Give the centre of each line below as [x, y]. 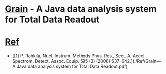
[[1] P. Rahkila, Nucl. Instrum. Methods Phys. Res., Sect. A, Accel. [79, 56]
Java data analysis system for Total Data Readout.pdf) [72, 66]
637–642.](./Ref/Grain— [136, 61]
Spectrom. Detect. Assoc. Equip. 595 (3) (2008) [61, 61]
